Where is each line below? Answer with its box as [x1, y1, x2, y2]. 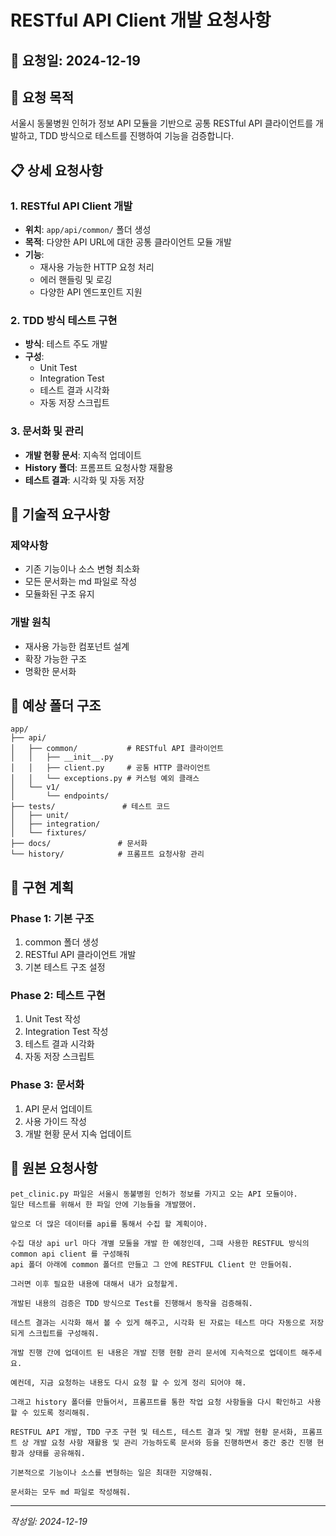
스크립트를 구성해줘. [28, 1328, 100, 1338]
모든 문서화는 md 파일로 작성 [24, 576, 138, 588]
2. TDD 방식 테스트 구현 [10, 314, 118, 327]
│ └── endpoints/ [10, 791, 110, 801]
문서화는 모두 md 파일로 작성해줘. [10, 1487, 132, 1497]
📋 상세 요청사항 [10, 162, 103, 179]
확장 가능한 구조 [24, 652, 87, 665]
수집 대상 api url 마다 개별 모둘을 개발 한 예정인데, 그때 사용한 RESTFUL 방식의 [10, 1238, 310, 1248]
